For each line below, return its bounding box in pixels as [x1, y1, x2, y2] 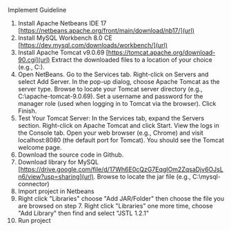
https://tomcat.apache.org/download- [108, 48, 216, 56]
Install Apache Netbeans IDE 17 [17, 19, 107, 27]
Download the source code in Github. [17, 151, 124, 159]
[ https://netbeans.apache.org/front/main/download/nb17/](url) [17, 27, 195, 34]
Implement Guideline [8, 6, 67, 14]
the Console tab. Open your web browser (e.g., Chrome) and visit [17, 129, 204, 137]
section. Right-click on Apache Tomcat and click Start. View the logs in [17, 122, 219, 129]
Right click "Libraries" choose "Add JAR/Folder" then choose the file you [17, 195, 225, 202]
